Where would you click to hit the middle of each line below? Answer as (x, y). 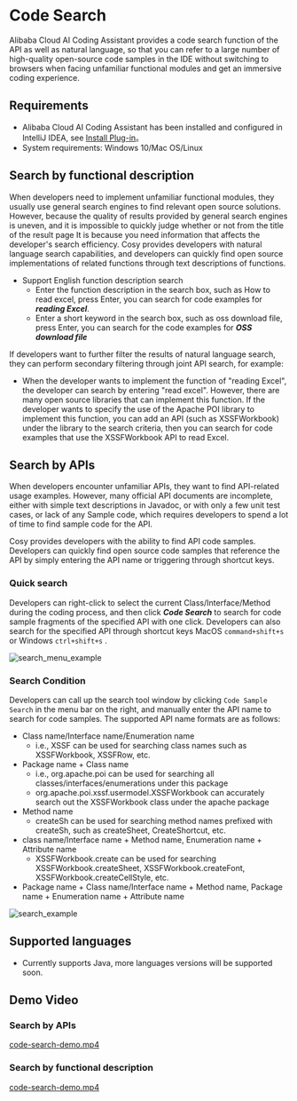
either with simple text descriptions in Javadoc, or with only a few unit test (145, 505)
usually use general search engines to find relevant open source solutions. (145, 206)
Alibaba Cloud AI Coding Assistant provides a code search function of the (144, 40)
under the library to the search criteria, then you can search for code (147, 428)
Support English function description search (102, 280)
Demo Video (44, 1000)
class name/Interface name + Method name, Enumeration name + (142, 839)
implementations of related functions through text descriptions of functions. (148, 263)
